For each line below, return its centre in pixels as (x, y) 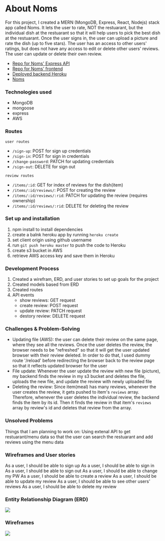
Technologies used (28, 92)
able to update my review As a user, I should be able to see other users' (78, 481)
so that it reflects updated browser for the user (60, 366)
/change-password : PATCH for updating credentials (63, 161)
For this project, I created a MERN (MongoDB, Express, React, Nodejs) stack (82, 22)
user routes (17, 141)
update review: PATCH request (51, 311)
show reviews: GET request (47, 300)
